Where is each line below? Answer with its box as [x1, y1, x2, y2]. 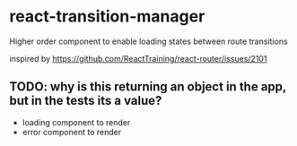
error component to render [22, 126, 122, 137]
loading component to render [22, 116, 131, 127]
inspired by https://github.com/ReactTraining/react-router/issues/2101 [9, 53, 267, 64]
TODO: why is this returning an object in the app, [9, 79, 287, 95]
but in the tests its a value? [9, 93, 162, 108]
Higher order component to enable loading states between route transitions [9, 36, 289, 47]
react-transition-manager [9, 6, 205, 27]
